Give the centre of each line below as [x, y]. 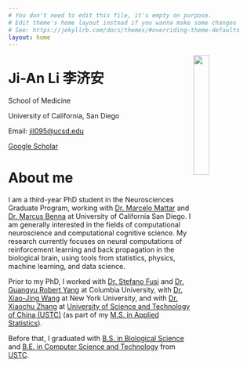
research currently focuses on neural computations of [95, 242]
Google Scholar [33, 147]
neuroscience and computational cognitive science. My [98, 233]
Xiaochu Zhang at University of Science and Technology [99, 307]
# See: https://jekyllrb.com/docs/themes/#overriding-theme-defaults [124, 30]
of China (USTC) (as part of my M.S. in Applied [84, 315]
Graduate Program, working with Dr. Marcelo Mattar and [99, 208]
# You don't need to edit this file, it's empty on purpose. [110, 15]
